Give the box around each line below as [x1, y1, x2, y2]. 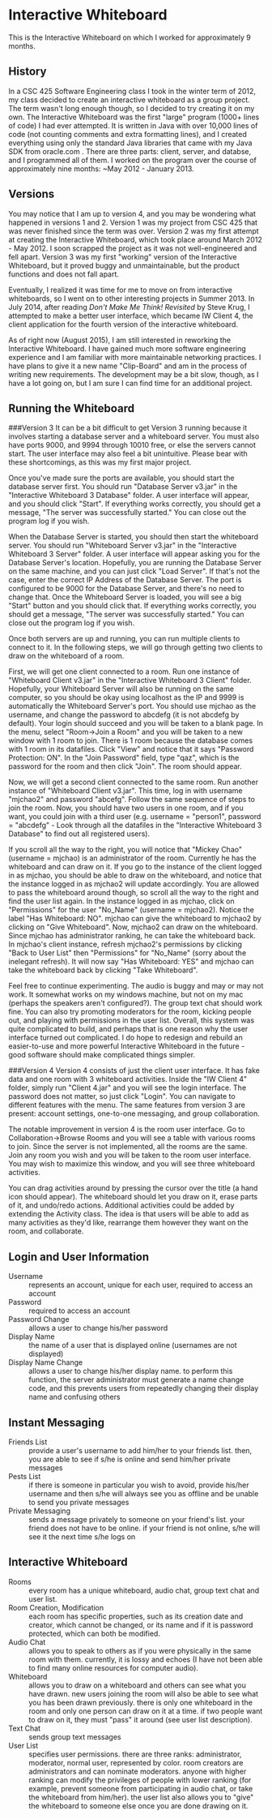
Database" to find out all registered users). [8, 829, 151, 839]
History [8, 65, 47, 79]
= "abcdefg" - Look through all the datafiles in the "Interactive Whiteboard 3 [8, 821, 262, 830]
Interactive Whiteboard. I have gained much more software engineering [8, 343, 247, 354]
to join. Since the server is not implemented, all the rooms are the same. [8, 1142, 249, 1152]
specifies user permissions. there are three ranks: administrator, [28, 1749, 242, 1759]
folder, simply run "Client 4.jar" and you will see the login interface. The [8, 1083, 247, 1092]
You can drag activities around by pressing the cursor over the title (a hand [8, 1183, 258, 1193]
